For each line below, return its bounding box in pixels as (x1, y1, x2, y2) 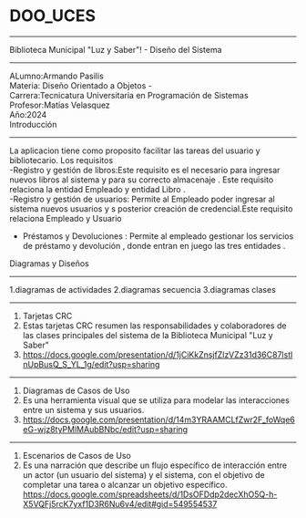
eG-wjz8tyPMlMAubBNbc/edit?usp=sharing (22, 423, 189, 434)
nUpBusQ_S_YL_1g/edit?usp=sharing (22, 358, 160, 369)
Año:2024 (9, 109, 47, 119)
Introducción (9, 119, 57, 129)
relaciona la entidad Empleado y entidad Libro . (9, 183, 186, 194)
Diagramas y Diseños (9, 257, 89, 269)
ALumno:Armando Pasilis (9, 70, 105, 81)
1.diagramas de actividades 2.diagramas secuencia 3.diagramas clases (9, 284, 276, 295)
